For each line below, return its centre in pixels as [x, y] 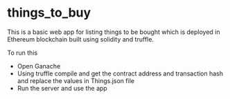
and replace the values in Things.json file [76, 80]
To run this [23, 53]
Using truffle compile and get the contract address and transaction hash [120, 73]
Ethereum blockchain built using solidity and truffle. [81, 39]
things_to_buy [49, 13]
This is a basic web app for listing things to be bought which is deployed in [114, 32]
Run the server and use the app [62, 88]
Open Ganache [39, 66]
